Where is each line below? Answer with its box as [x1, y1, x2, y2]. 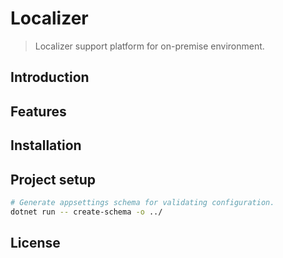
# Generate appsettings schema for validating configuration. [10, 197, 275, 207]
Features [10, 103, 67, 120]
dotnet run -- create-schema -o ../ [10, 207, 163, 217]
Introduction [10, 69, 90, 86]
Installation [10, 137, 82, 154]
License [10, 235, 61, 252]
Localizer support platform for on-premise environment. [34, 40, 265, 52]
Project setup [10, 171, 97, 188]
